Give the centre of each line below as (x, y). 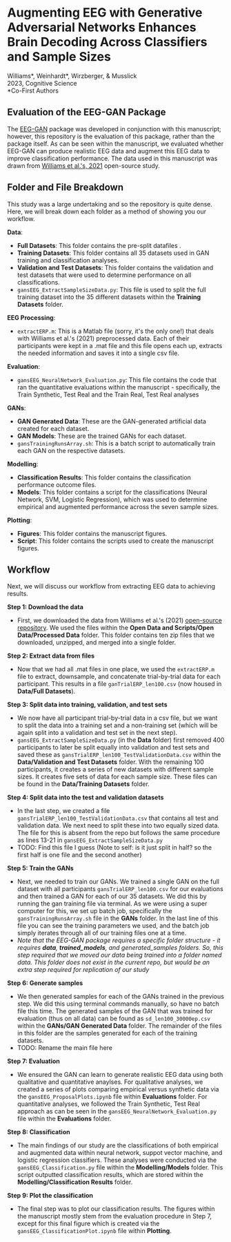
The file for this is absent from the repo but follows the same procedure (119, 833)
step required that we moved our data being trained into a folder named (119, 955)
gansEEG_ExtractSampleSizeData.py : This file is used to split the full (112, 289)
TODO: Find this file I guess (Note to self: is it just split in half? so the (114, 848)
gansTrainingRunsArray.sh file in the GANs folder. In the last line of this (118, 918)
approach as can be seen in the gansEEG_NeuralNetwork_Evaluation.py (117, 1111)
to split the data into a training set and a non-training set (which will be (117, 725)
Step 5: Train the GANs (40, 868)
